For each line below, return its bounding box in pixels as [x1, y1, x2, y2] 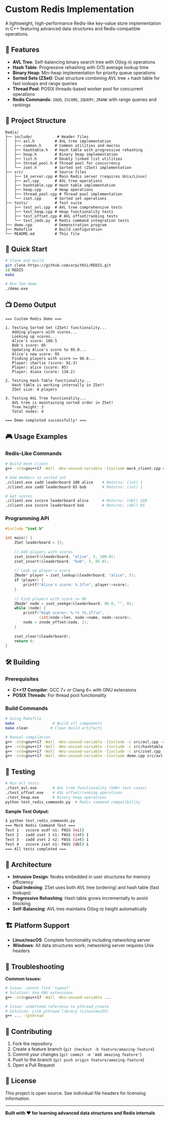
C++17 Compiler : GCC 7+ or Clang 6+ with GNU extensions [12, 687, 137, 693]
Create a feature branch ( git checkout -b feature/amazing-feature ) [12, 1046, 155, 1052]
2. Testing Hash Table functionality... [5, 378, 92, 384]
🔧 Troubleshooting [5, 962, 64, 971]
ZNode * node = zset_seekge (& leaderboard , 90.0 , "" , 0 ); [14, 601, 134, 606]
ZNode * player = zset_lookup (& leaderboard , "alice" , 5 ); [14, 573, 136, 578]
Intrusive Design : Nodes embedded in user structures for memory [12, 874, 151, 880]
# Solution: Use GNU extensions [5, 990, 73, 995]
